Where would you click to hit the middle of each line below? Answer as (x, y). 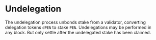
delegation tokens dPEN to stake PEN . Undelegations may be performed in (78, 27)
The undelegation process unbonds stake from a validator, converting (76, 22)
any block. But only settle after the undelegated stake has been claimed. (78, 32)
